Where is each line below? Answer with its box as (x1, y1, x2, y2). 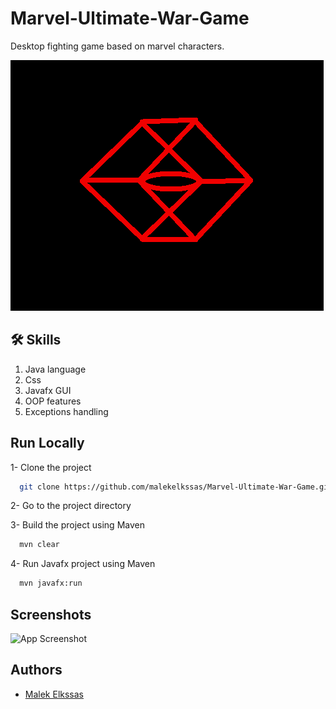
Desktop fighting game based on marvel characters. (10, 40, 225, 52)
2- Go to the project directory (10, 500, 132, 512)
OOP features (24, 395, 82, 407)
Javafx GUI (24, 384, 72, 396)
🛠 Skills (10, 332, 62, 349)
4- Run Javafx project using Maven (10, 558, 156, 570)
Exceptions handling (24, 405, 109, 417)
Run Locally (10, 435, 85, 452)
